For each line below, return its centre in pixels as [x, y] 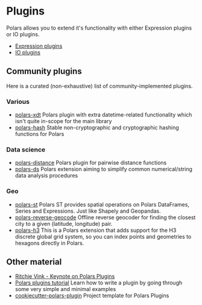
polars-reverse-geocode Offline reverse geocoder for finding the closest [105, 217]
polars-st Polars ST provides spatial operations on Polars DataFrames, [102, 204]
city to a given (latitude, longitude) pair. [64, 223]
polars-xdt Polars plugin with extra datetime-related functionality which [103, 115]
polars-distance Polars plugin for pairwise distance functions [91, 163]
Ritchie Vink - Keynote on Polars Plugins [65, 277]
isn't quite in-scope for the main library [63, 121]
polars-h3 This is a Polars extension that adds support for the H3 [96, 230]
